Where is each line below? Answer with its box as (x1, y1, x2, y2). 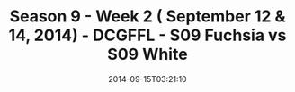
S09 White (107, 45, 188, 64)
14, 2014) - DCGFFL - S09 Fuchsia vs (8, 25, 287, 46)
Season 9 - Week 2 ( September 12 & (9, 6, 286, 27)
